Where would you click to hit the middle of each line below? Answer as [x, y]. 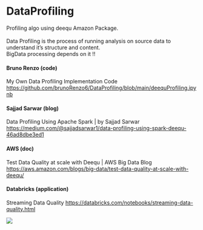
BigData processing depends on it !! [51, 54]
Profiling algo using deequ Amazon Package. [62, 28]
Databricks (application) [38, 189]
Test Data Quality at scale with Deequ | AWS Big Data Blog [79, 162]
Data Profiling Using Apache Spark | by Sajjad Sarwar [73, 122]
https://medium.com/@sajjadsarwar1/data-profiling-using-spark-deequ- [96, 128]
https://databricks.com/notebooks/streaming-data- [129, 203]
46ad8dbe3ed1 [25, 134]
